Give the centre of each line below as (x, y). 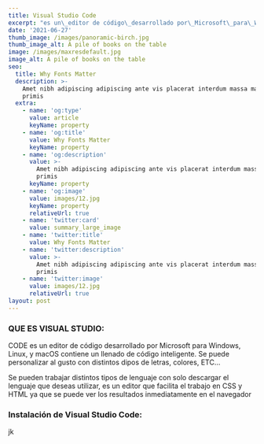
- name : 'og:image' (54, 191)
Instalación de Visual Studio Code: (75, 414)
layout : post (29, 301)
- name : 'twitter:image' (63, 279)
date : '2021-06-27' (40, 30)
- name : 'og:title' (54, 132)
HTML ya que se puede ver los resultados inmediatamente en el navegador (130, 394)
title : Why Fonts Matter (56, 74)
